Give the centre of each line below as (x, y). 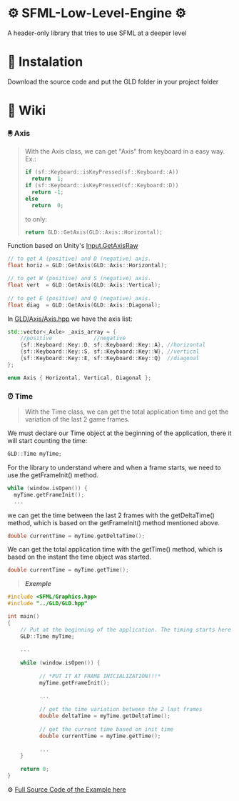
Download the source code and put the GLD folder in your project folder (113, 81)
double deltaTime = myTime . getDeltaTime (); (105, 716)
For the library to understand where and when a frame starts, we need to (114, 467)
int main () (24, 617)
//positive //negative (73, 338)
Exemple (38, 584)
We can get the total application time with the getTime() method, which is (115, 549)
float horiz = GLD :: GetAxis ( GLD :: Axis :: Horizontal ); (87, 266)
